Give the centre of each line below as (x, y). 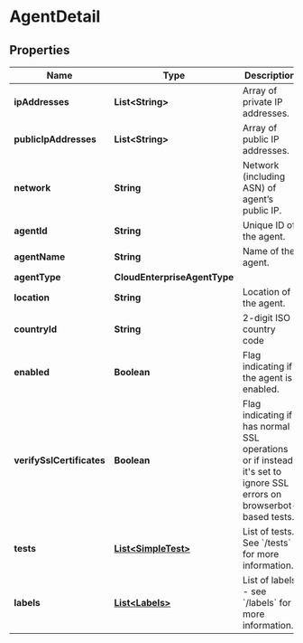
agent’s (257, 199)
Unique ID (263, 225)
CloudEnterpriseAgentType (174, 277)
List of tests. (268, 531)
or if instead (267, 460)
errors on (262, 494)
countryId (36, 329)
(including (264, 176)
